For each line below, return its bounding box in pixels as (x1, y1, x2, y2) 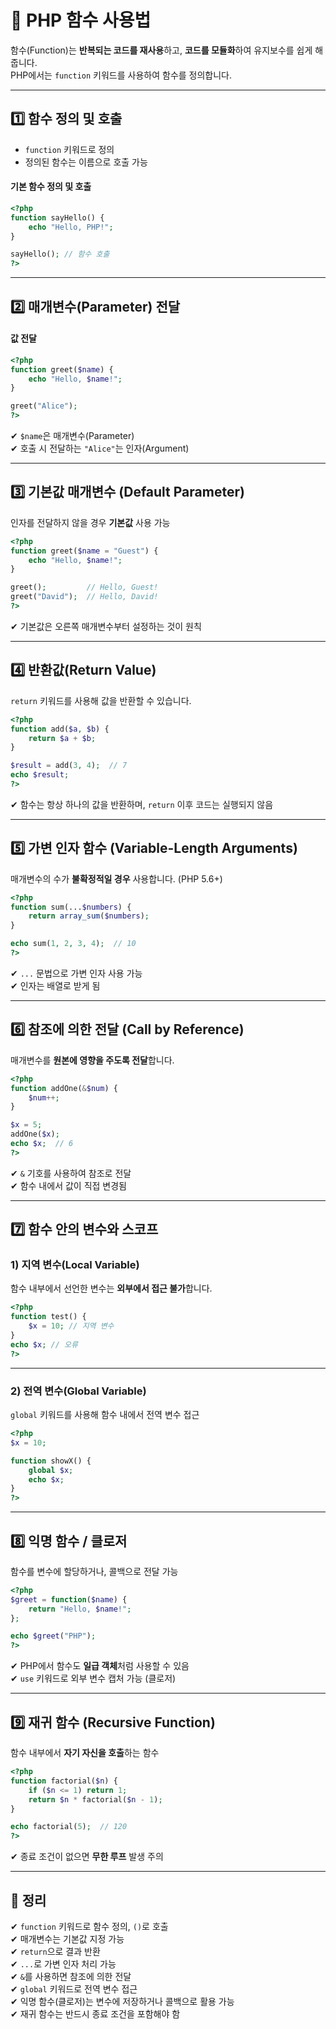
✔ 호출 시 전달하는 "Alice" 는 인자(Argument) (10, 442, 190, 455)
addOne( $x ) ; (10, 1129, 60, 1140)
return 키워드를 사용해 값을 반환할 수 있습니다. (10, 694, 192, 706)
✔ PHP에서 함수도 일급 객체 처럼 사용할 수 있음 (10, 1660, 190, 1672)
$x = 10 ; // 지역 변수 (28, 1321, 115, 1331)
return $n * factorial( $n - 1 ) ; (28, 1794, 163, 1805)
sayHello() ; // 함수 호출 (10, 249, 110, 260)
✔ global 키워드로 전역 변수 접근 (10, 1982, 138, 1995)
